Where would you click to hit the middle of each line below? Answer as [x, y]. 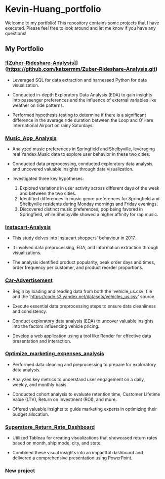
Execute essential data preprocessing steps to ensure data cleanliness [84, 306]
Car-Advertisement [29, 280]
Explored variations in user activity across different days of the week [89, 188]
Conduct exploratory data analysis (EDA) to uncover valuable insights [83, 321]
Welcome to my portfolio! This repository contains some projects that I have [82, 23]
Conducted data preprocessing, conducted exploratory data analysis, [83, 164]
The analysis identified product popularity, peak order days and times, [84, 262]
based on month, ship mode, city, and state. [57, 443]
